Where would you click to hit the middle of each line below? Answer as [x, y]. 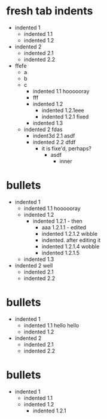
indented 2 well [34, 265]
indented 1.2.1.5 [60, 253]
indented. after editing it [71, 240]
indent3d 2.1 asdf [54, 135]
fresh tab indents [50, 11]
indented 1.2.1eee [63, 110]
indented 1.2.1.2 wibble [69, 233]
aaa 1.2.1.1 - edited [64, 227]
